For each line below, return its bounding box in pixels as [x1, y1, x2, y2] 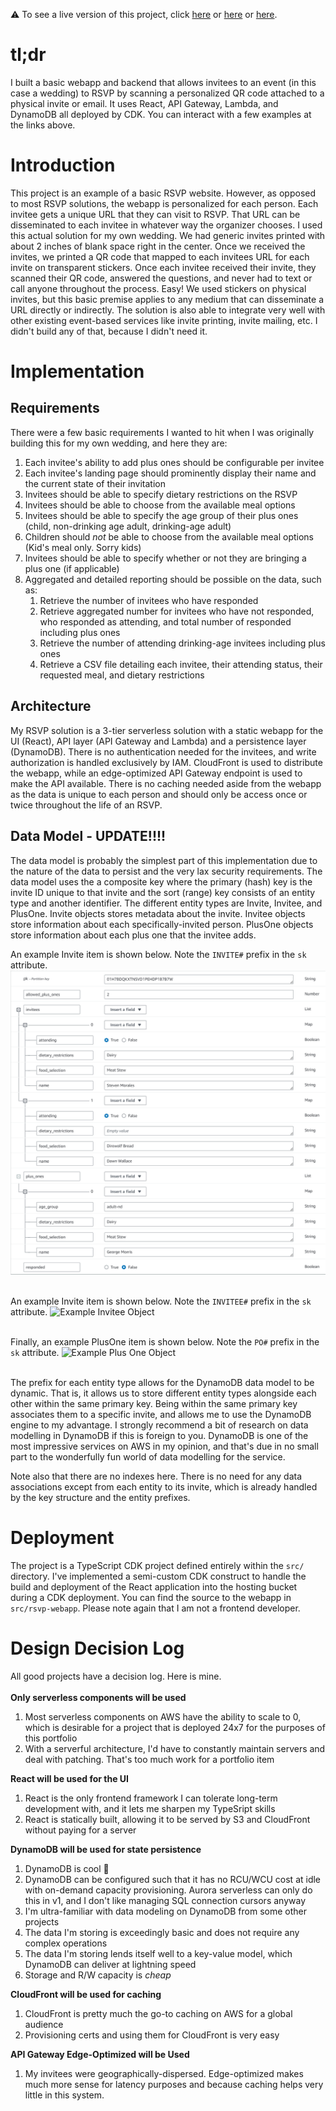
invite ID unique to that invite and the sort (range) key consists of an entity [10, 886, 316, 898]
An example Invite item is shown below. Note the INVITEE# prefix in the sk [10, 1295, 312, 1307]
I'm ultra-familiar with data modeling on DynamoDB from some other [24, 1905, 308, 1917]
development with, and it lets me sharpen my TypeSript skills [24, 1802, 276, 1814]
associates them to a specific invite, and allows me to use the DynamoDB [10, 1408, 312, 1420]
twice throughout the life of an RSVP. [10, 799, 163, 811]
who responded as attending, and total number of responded [39, 615, 292, 628]
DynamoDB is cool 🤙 [24, 1862, 110, 1874]
